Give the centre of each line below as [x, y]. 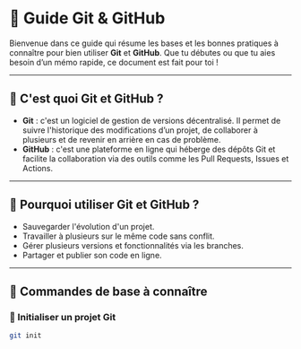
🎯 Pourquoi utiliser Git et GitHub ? [104, 205]
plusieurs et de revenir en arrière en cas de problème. [121, 139]
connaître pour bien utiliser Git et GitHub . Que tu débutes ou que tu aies [142, 52]
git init [26, 336]
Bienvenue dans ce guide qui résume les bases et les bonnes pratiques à [144, 43]
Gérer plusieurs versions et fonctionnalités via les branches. [133, 245]
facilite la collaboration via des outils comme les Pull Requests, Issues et [155, 158]
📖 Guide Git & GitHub [87, 18]
